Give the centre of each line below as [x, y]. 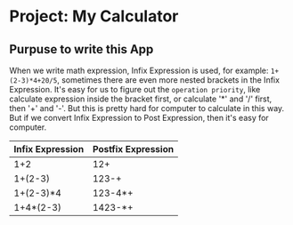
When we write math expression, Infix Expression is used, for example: [139, 70]
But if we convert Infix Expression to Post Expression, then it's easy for [139, 118]
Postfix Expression [133, 149]
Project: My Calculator [94, 16]
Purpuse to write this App [81, 49]
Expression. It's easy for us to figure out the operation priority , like [135, 89]
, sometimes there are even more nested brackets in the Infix [168, 80]
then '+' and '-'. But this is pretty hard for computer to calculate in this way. [147, 108]
